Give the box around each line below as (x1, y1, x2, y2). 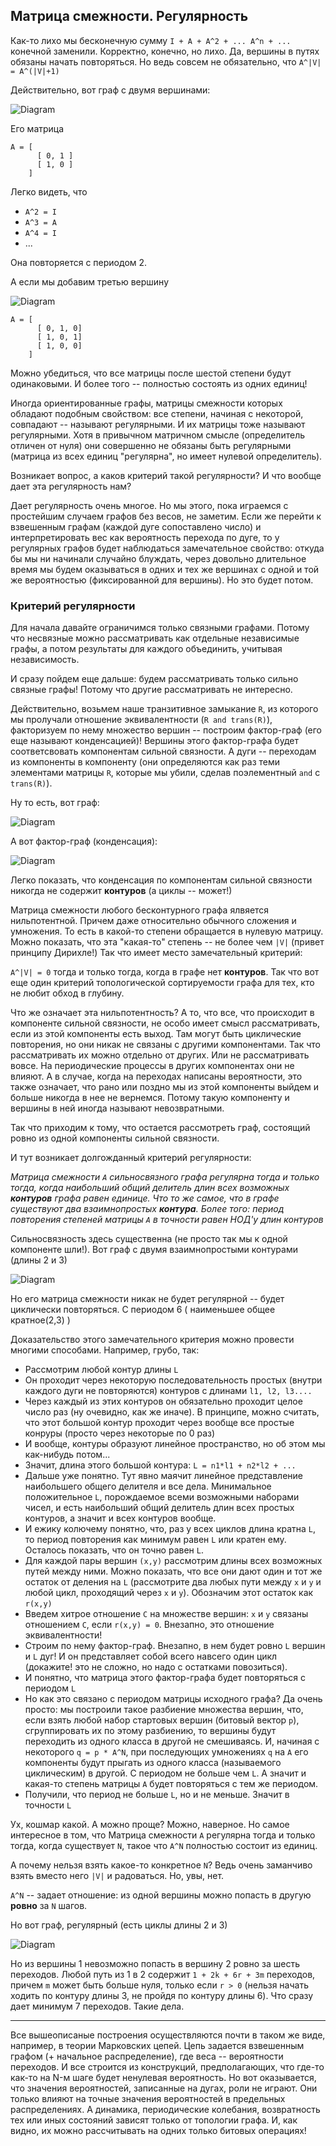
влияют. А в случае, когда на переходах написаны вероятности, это (10, 1070, 303, 1083)
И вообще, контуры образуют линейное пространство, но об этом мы (24, 1438, 326, 1450)
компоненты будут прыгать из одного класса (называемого (24, 1757, 282, 1769)
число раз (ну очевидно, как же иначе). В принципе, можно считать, (24, 1406, 320, 1418)
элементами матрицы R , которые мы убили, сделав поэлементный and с (10, 767, 321, 779)
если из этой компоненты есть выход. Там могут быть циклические (10, 1028, 302, 1040)
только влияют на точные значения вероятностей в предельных (10, 2093, 286, 2105)
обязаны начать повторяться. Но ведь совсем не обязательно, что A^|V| (10, 55, 322, 68)
